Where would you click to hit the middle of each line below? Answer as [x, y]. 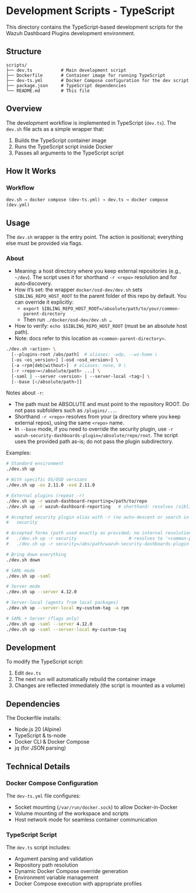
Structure [24, 52]
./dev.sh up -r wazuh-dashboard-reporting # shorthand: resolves [90, 506]
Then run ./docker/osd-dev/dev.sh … [68, 320]
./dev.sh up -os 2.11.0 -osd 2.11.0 [50, 485]
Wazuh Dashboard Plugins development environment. [71, 33]
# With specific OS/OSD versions [47, 480]
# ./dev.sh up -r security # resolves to [85, 539]
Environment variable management [57, 877]
